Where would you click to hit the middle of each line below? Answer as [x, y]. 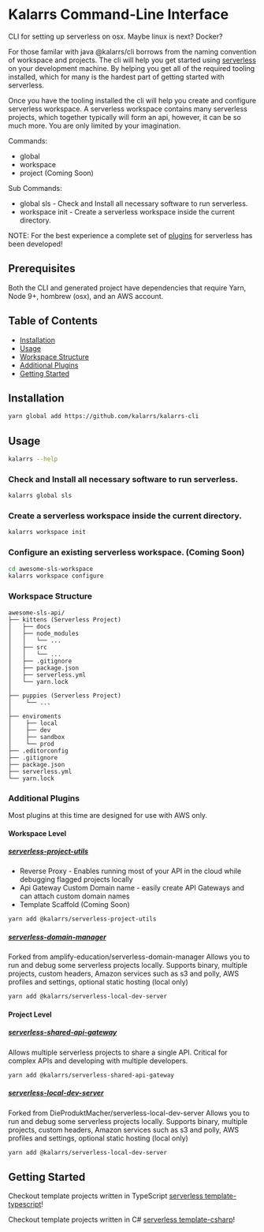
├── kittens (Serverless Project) [65, 620]
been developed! [35, 244]
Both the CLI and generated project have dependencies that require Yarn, [127, 287]
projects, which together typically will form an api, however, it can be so [125, 117]
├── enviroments [35, 716]
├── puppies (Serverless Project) [65, 696]
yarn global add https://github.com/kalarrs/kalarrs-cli [104, 416]
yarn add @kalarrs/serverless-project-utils [82, 919]
